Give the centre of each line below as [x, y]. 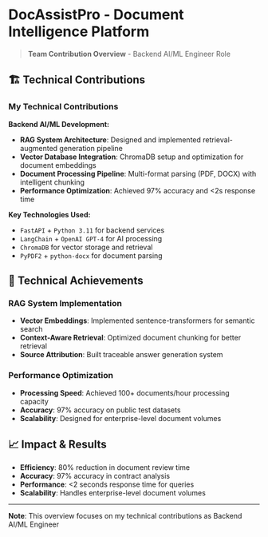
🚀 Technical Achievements [76, 281]
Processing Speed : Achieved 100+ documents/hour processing [124, 392]
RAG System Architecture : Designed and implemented [110, 139]
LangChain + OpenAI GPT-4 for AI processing [91, 238]
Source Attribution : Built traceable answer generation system [121, 355]
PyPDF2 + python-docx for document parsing [91, 255]
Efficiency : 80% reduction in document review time [104, 467]
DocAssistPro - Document [97, 15]
